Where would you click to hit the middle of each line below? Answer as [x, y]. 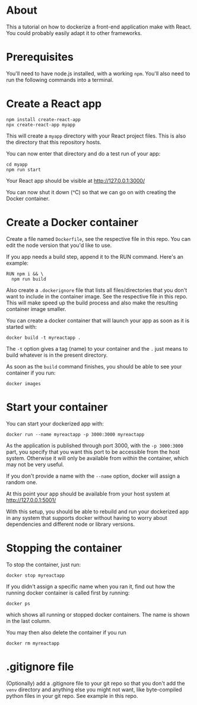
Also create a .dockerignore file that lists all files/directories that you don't [97, 290]
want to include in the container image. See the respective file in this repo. [97, 296]
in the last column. [29, 621]
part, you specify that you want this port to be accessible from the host [93, 452]
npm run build [29, 279]
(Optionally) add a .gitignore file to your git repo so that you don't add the [96, 683]
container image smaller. [36, 309]
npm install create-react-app [44, 119]
